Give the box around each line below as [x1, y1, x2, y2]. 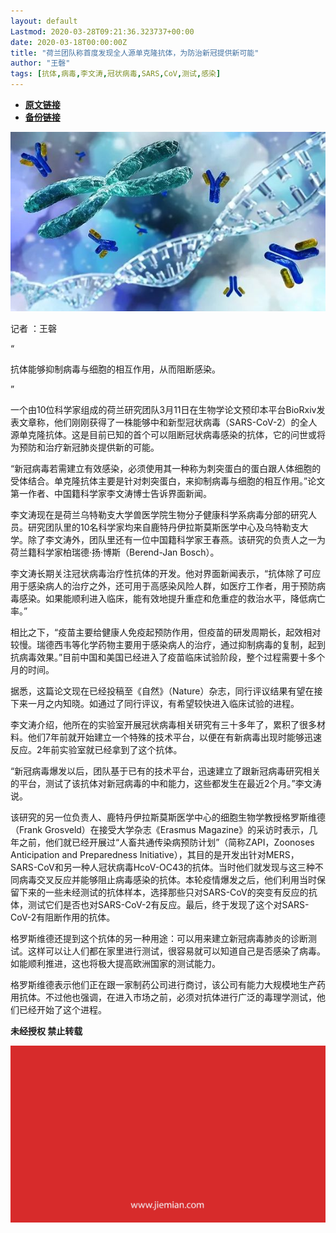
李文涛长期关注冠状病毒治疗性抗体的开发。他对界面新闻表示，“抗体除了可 [10, 567, 313, 579]
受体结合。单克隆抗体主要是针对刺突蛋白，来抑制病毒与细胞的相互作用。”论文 [10, 475, 326, 487]
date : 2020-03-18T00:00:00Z [10, 37, 128, 47]
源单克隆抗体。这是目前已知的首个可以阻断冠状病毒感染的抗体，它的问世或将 [10, 428, 326, 440]
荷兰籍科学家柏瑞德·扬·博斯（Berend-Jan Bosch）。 [10, 546, 220, 558]
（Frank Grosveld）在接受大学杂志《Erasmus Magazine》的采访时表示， [10, 823, 310, 835]
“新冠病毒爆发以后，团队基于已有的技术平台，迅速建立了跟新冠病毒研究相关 [10, 765, 322, 777]
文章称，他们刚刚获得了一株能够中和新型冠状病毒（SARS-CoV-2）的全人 [18, 416, 318, 428]
